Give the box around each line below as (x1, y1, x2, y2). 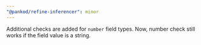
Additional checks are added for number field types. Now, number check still (6, 25, 196, 32)
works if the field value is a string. (6, 31, 91, 39)
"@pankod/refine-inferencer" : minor (6, 8, 99, 15)
